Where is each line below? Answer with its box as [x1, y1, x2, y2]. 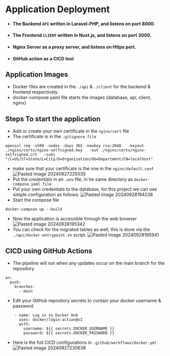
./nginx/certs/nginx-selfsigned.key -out [5, 148, 99, 153]
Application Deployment [5, 4, 110, 15]
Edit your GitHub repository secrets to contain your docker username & [12, 298, 161, 303]
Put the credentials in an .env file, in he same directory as [12, 176, 133, 182]
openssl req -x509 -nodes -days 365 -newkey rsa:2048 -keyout [5, 143, 144, 148]
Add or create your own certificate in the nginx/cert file [12, 128, 129, 134]
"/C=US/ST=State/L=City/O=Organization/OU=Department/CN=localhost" [5, 156, 153, 162]
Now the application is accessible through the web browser [12, 216, 137, 222]
